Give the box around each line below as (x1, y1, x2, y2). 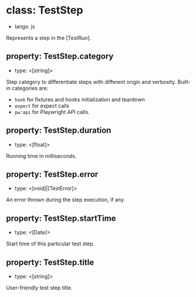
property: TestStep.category (6, 51, 114, 62)
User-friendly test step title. (6, 284, 73, 291)
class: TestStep (6, 4, 83, 17)
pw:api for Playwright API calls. (14, 108, 90, 115)
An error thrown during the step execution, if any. (6, 196, 125, 203)
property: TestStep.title (6, 257, 94, 267)
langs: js (14, 23, 35, 30)
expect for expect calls (14, 102, 69, 109)
